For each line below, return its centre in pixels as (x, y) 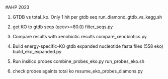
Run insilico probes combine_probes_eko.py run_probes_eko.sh (78, 61)
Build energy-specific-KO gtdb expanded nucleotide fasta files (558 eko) (88, 46)
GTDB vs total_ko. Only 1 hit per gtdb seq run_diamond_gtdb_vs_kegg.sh (87, 17)
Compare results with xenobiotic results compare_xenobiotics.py (79, 36)
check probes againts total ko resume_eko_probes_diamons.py (78, 71)
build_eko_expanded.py (37, 52)
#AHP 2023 (17, 7)
